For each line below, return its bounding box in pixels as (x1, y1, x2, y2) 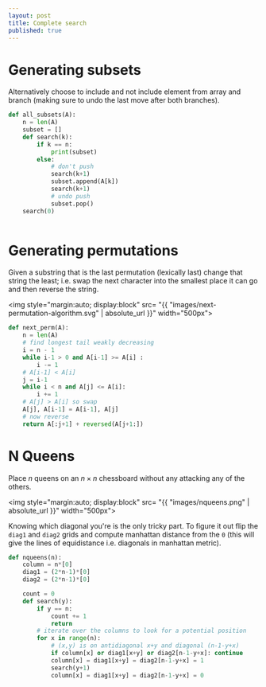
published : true (8, 26, 62, 34)
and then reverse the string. (8, 284, 99, 295)
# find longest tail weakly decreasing (22, 339, 155, 347)
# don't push (50, 162, 94, 171)
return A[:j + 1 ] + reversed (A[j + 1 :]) (22, 420, 145, 428)
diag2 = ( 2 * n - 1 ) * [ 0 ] (22, 576, 91, 584)
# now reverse (22, 412, 69, 420)
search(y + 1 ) (50, 664, 91, 672)
